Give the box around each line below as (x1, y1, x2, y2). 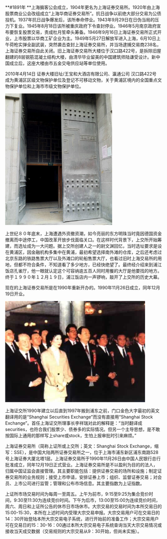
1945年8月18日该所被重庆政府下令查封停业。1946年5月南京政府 (26, 23, 157, 29)
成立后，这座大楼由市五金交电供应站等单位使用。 (9, 60, 110, 66)
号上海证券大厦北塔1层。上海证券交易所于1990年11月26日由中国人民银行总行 (5, 455, 161, 461)
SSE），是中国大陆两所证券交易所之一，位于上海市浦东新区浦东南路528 (13, 449, 159, 455)
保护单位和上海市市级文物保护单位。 (9, 84, 83, 89)
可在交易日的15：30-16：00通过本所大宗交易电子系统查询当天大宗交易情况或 (5, 522, 162, 528)
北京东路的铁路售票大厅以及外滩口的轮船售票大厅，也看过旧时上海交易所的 (5, 256, 158, 261)
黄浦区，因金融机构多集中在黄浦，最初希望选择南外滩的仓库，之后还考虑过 (9, 249, 162, 255)
